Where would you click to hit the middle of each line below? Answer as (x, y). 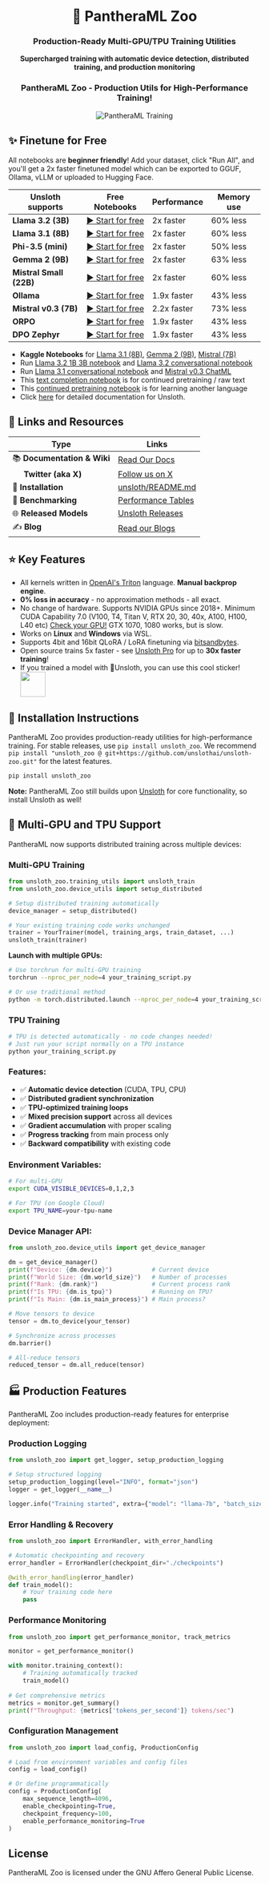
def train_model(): (41, 1585)
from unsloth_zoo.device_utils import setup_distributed (105, 889)
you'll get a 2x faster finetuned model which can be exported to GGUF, (125, 168)
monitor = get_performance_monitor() (71, 1651)
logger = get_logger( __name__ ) (60, 1490)
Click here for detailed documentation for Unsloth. (102, 396)
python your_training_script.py (62, 1051)
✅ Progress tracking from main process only (94, 1134)
